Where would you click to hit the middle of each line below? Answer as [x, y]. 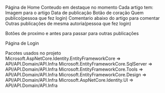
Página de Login [22, 43]
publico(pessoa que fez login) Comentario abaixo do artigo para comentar [83, 18]
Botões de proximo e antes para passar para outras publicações [72, 33]
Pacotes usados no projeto [33, 53]
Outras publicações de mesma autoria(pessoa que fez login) [68, 23]
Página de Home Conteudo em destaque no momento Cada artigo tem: [79, 7]
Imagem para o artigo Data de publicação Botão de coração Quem [74, 13]
